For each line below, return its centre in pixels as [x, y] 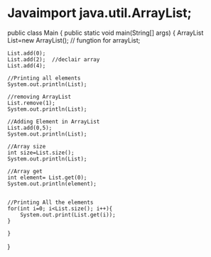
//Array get [25, 171]
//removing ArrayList [39, 97]
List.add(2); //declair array [54, 59]
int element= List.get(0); [47, 177]
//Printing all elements [44, 78]
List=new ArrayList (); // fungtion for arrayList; [74, 40]
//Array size [27, 146]
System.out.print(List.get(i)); [68, 214]
